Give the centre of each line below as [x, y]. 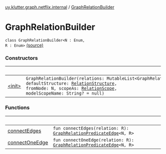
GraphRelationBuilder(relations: [65, 78]
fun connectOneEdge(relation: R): [93, 140]
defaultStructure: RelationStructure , [71, 83]
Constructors [21, 58]
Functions [17, 107]
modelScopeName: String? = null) [65, 93]
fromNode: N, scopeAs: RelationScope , [71, 88]
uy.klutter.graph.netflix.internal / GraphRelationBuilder [60, 7]
